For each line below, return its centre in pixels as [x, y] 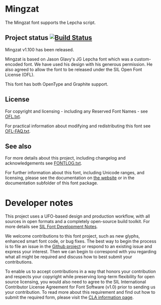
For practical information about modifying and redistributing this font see [78, 126]
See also [18, 146]
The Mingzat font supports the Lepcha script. [50, 22]
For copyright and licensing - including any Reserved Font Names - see [77, 111]
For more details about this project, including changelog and [65, 158]
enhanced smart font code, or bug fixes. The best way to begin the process [81, 241]
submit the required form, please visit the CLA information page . [69, 297]
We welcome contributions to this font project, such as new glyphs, [72, 236]
